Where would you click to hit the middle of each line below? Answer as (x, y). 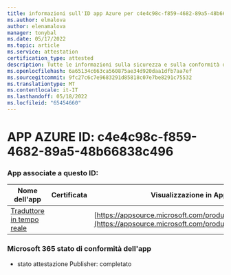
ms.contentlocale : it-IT (43, 90)
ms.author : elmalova (37, 20)
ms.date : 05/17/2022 (37, 39)
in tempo (25, 219)
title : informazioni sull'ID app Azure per (70, 13)
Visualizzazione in (181, 195)
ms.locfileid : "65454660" (44, 103)
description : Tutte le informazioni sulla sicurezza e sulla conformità (113, 65)
